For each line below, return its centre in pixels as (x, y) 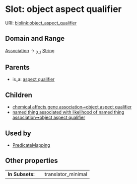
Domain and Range (35, 39)
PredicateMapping (31, 145)
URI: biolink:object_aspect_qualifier (41, 23)
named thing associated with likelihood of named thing (68, 112)
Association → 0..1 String (30, 51)
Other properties (32, 161)
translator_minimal (66, 174)
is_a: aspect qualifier (33, 79)
